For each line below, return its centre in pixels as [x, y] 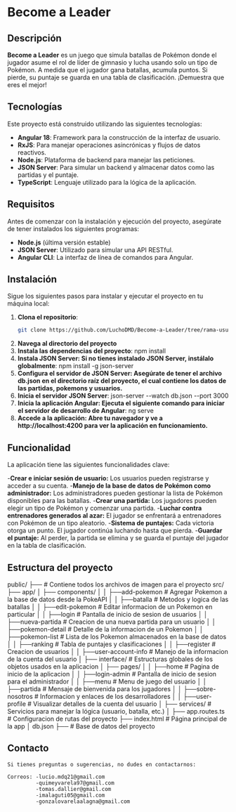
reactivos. [32, 152]
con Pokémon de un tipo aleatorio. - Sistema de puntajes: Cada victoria [111, 523]
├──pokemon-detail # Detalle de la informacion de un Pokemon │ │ [105, 629]
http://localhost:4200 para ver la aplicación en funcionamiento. [113, 426]
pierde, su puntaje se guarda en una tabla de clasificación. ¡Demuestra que [116, 77]
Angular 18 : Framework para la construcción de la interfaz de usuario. [119, 137]
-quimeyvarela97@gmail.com [75, 783]
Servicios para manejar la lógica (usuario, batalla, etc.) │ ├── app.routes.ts [116, 711]
